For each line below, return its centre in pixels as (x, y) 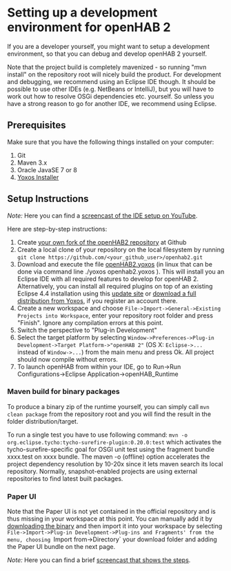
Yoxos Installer (38, 177)
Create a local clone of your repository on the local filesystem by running (121, 249)
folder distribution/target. (43, 421)
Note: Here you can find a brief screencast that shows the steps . (99, 560)
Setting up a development (82, 13)
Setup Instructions (48, 199)
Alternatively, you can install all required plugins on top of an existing (115, 286)
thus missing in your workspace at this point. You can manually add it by (110, 519)
